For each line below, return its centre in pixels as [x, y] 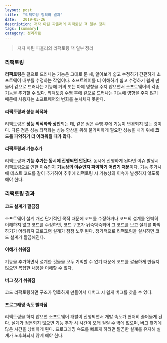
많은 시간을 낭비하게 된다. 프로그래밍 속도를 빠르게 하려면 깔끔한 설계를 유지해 [80, 329]
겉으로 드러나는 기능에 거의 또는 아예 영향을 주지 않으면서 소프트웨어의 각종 [87, 87]
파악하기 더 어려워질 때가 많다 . [43, 136]
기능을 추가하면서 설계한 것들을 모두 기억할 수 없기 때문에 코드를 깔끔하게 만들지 [82, 262]
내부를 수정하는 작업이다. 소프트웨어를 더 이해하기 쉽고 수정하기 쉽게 [88, 80]
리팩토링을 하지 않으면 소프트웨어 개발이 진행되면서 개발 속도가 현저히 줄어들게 [81, 317]
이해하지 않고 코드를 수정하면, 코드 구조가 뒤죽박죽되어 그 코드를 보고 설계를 [78, 225]
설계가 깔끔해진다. [28, 237]
